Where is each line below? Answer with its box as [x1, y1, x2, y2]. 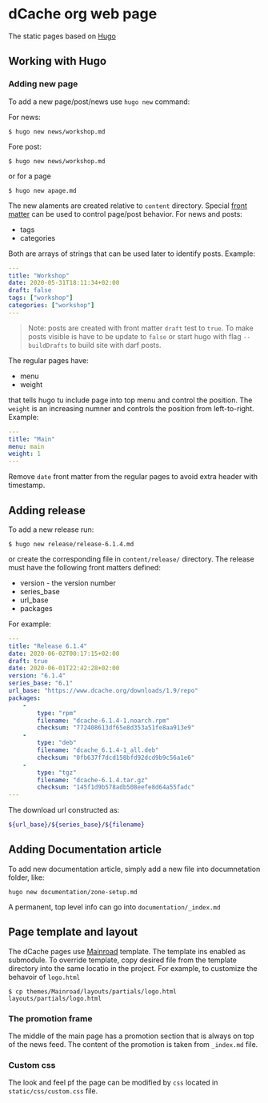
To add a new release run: [8, 525, 94, 534]
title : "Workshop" [8, 271, 70, 280]
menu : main [8, 442, 45, 450]
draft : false [8, 286, 52, 294]
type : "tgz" [37, 769, 78, 777]
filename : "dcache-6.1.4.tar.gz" [37, 776, 149, 784]
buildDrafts [27, 342, 68, 350]
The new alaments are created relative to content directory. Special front [8, 201, 248, 210]
